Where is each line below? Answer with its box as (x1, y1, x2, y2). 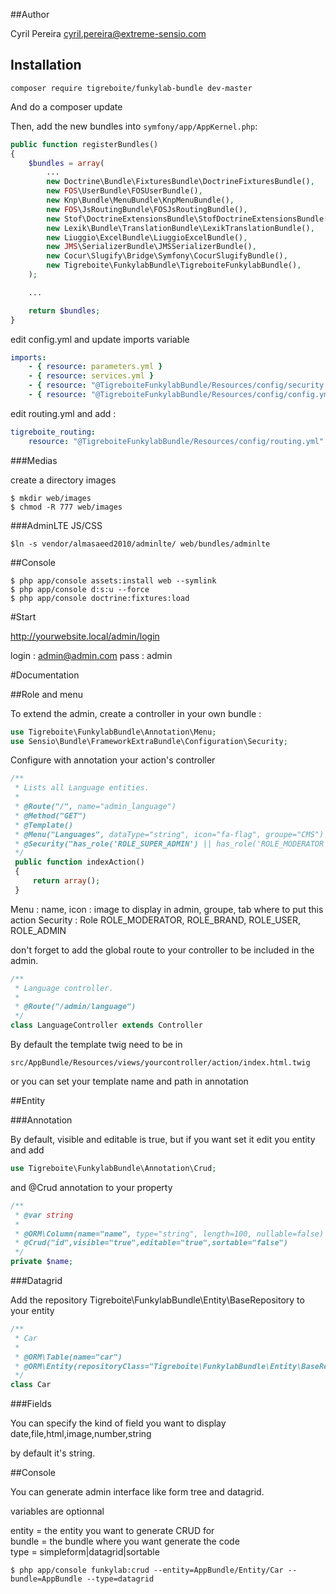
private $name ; (10, 1257, 74, 1267)
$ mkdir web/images (10, 493, 92, 503)
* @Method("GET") (14, 810, 87, 821)
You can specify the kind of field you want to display (10, 1417, 227, 1429)
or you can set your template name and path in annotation (10, 1075, 249, 1088)
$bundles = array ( (28, 158, 105, 168)
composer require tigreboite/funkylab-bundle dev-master (10, 83, 253, 93)
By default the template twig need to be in (10, 1039, 183, 1051)
